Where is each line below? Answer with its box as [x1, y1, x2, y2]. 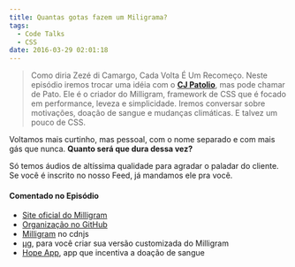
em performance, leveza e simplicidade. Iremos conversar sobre [30, 98, 266, 109]
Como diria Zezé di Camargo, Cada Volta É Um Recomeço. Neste [30, 70, 268, 80]
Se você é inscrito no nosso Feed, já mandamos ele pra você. [9, 170, 233, 181]
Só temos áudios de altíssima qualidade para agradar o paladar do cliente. [9, 161, 280, 172]
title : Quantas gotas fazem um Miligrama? [9, 12, 168, 22]
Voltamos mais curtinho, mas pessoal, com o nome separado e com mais [9, 134, 276, 145]
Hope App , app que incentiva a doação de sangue [21, 248, 205, 258]
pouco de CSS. [30, 117, 87, 128]
